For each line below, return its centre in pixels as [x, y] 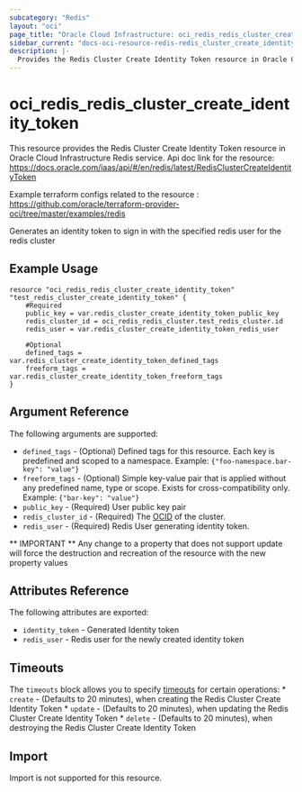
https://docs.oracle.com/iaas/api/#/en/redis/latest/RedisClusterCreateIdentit [151, 167]
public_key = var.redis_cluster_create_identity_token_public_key [152, 313]
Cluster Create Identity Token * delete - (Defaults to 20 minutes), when [141, 718]
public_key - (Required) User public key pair [104, 506]
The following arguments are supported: [84, 433]
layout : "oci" [36, 26]
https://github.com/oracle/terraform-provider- [94, 204]
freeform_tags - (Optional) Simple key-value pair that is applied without [154, 478]
